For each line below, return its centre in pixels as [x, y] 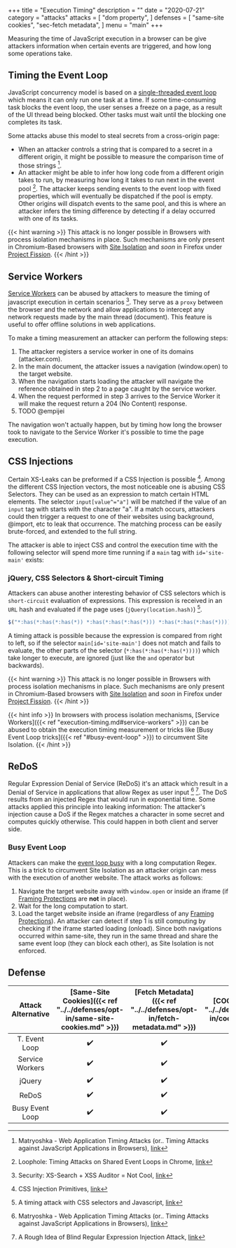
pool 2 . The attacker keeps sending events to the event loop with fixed [119, 188]
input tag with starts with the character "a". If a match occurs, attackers [112, 509]
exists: [34, 560]
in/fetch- [164, 1018]
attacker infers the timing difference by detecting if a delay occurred [117, 211]
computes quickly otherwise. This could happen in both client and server [113, 821]
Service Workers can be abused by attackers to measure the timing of [109, 293]
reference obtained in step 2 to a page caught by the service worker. [117, 389]
